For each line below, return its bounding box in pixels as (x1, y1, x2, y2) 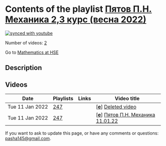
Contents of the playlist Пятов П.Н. (5, 3, 152, 15)
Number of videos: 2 (5, 39, 47, 45)
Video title (115, 95, 140, 102)
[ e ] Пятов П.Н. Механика (95, 111, 156, 118)
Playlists (52, 95, 74, 102)
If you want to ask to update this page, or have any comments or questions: (5, 130, 159, 136)
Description (5, 64, 42, 72)
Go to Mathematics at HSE (5, 49, 59, 55)
